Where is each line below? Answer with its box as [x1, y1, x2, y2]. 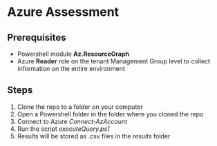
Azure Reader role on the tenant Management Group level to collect [17, 57, 211, 65]
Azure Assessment [7, 4, 120, 20]
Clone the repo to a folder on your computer [17, 103, 143, 111]
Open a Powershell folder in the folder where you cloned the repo [17, 109, 204, 118]
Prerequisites [7, 32, 66, 43]
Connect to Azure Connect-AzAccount [17, 117, 128, 125]
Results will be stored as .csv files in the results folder [17, 132, 171, 140]
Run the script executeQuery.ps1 [17, 125, 110, 133]
